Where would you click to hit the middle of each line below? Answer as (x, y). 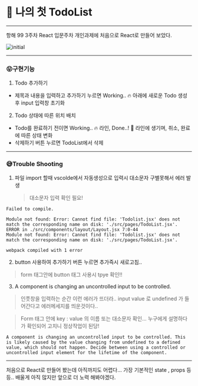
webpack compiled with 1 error (44, 250)
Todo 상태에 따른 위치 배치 (45, 115)
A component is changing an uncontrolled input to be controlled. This (96, 337)
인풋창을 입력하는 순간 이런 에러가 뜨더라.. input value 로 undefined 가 (102, 299)
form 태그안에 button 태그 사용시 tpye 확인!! (71, 274)
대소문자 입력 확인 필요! (56, 197)
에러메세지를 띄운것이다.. (70, 306)
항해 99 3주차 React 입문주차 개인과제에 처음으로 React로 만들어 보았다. (89, 35)
